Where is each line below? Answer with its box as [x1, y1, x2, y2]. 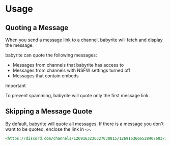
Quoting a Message [5, 23, 69, 32]
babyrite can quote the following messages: [5, 52, 97, 58]
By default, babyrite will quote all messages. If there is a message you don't [5, 121, 164, 127]
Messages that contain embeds [12, 73, 79, 79]
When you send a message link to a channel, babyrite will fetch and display [5, 37, 163, 43]
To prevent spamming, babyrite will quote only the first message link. [5, 93, 150, 98]
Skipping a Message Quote [5, 107, 93, 116]
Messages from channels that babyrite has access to [12, 62, 124, 68]
